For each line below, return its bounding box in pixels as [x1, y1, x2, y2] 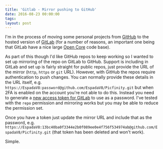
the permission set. [5, 105, 44, 111]
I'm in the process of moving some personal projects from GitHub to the [5, 34, 149, 40]
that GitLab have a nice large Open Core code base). [5, 44, 110, 50]
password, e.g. [5, 120, 35, 126]
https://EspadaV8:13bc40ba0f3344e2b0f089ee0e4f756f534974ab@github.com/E [5, 125, 158, 130]
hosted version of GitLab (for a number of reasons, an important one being [5, 39, 155, 45]
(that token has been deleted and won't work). [52, 129, 145, 135]
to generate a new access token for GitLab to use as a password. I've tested [5, 95, 158, 101]
